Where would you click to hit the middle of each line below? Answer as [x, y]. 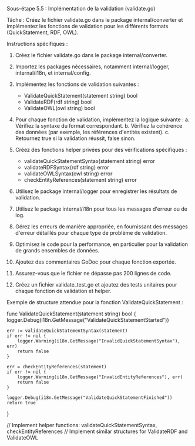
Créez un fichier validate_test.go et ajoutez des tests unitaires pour [96, 284]
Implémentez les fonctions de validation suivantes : [77, 84]
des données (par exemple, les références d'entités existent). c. [92, 132]
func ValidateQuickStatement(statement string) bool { [71, 314]
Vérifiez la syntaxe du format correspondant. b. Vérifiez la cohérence [99, 126]
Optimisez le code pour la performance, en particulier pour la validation [102, 244]
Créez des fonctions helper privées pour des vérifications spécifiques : [101, 150]
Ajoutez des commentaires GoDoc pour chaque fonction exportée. [96, 262]
